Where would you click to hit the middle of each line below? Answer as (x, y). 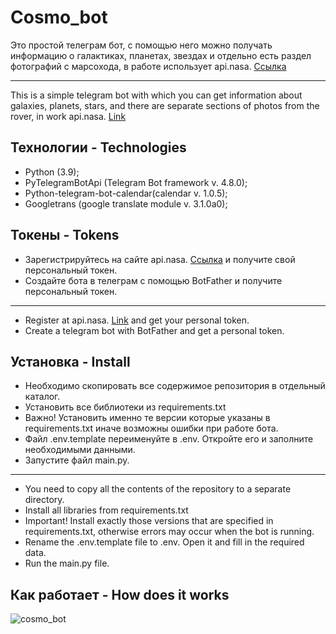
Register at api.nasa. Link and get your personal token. (137, 320)
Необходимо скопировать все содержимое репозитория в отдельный (175, 386)
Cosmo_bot (59, 17)
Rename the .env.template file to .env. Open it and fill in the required (164, 542)
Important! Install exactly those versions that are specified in (149, 521)
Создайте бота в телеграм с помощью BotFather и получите (153, 280)
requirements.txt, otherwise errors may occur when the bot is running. (169, 532)
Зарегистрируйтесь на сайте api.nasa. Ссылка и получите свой (160, 259)
